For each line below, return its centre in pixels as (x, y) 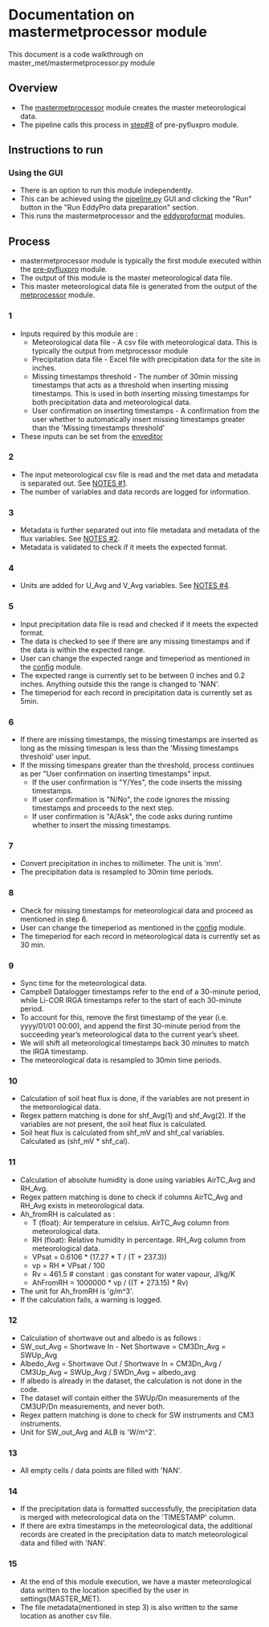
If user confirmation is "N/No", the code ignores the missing (131, 800)
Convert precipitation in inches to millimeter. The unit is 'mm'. (121, 863)
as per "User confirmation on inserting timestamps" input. (116, 774)
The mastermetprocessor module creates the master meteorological (133, 107)
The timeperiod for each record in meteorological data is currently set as (140, 936)
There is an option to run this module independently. (106, 190)
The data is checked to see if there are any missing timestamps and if (135, 641)
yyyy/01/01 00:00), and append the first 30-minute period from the (130, 1025)
